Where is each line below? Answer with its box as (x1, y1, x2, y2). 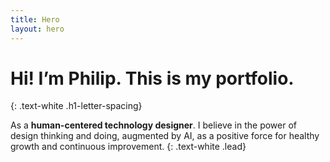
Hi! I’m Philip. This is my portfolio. (10, 67, 295, 90)
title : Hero (10, 14, 60, 25)
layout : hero (10, 24, 65, 34)
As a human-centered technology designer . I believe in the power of (10, 119, 298, 131)
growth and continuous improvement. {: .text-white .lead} (10, 141, 247, 153)
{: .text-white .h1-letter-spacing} (10, 100, 143, 112)
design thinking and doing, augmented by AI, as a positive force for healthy (10, 130, 320, 142)
